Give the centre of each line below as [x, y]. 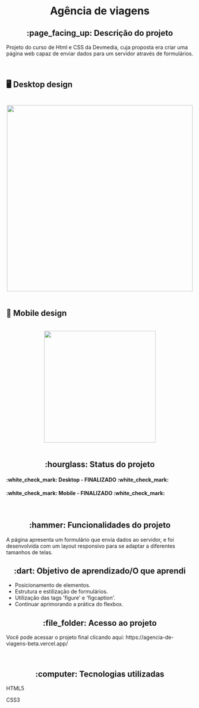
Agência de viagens [100, 11]
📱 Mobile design [37, 313]
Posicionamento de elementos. [53, 585]
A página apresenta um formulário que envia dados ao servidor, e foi [90, 539]
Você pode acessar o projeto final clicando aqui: [65, 637]
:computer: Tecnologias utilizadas [100, 674]
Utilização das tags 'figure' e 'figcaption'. [65, 598]
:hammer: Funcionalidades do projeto [100, 525]
